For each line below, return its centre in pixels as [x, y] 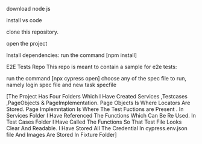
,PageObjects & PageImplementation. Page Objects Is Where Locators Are [98, 103]
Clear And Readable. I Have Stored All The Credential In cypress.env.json [97, 128]
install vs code [24, 20]
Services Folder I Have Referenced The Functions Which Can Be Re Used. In [101, 115]
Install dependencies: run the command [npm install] [72, 55]
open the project [27, 43]
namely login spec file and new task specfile [61, 85]
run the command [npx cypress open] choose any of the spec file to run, [96, 78]
